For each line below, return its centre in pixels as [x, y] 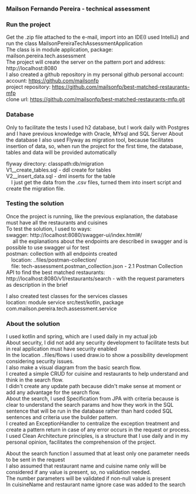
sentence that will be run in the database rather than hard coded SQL [89, 411]
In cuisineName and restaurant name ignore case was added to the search [96, 485]
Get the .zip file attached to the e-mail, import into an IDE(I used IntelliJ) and [98, 37]
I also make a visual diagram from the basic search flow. [74, 368]
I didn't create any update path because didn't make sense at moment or [94, 386]
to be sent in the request [36, 460]
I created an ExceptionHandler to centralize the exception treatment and [93, 424]
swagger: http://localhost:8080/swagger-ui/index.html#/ [74, 235]
